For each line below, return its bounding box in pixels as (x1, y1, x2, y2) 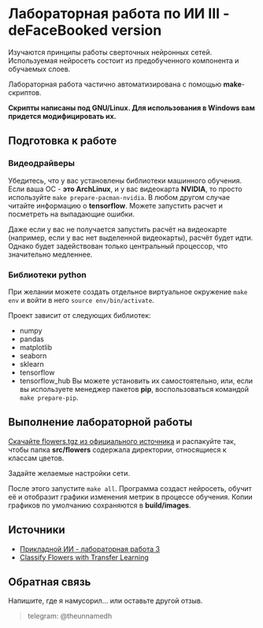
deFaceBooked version (8, 21, 162, 39)
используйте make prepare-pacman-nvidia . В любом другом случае (8, 192, 231, 201)
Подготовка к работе (8, 135, 117, 148)
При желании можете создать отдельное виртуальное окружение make (8, 286, 248, 296)
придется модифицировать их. (8, 111, 117, 120)
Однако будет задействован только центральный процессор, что (8, 241, 228, 250)
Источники (8, 523, 65, 537)
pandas (19, 334, 45, 343)
